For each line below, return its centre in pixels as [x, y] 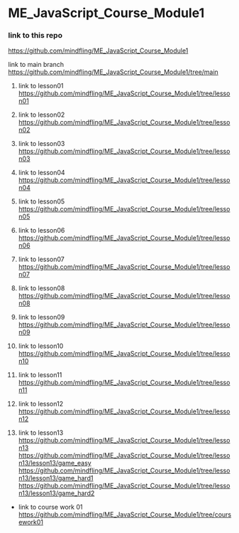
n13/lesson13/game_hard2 [56, 493]
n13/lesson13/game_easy [55, 463]
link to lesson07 [41, 259]
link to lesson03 [41, 144]
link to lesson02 [41, 115]
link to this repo [35, 36]
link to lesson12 [40, 404]
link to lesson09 [41, 317]
